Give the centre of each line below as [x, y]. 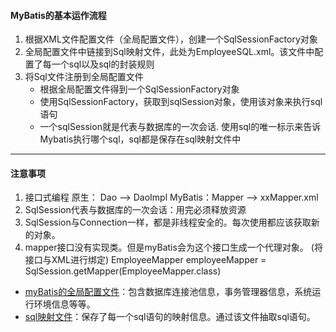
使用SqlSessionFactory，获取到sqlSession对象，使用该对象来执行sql [181, 102]
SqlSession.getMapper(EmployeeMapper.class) [123, 271]
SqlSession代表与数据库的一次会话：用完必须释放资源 [135, 210]
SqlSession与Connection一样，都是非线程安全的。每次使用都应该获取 [168, 222]
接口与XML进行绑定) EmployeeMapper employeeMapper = [145, 260]
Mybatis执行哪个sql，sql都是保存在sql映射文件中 [140, 139]
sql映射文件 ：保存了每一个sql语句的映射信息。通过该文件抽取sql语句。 [170, 317]
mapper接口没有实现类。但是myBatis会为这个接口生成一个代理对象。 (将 [173, 247]
